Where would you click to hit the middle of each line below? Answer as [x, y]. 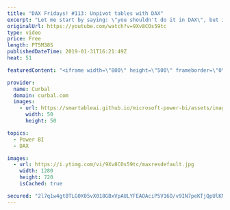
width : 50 [39, 115]
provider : [21, 83]
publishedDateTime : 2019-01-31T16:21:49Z [67, 52]
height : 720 [36, 178]
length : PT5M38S [30, 45]
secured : [20, 196]
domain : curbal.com [41, 95]
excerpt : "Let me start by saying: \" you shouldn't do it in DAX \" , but [113, 20]
